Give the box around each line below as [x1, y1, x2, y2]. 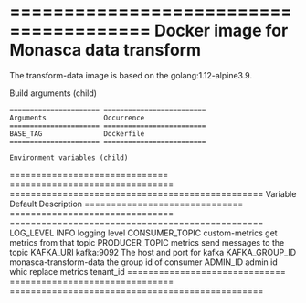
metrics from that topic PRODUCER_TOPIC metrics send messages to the [9, 236, 285, 247]
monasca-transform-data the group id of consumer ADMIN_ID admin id [9, 256, 279, 267]
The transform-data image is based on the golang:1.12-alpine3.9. [9, 69, 253, 80]
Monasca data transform [9, 40, 201, 60]
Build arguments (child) [9, 88, 98, 99]
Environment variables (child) [9, 152, 129, 162]
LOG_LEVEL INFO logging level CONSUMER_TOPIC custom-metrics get [9, 227, 278, 238]
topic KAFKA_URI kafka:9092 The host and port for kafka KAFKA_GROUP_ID [9, 246, 297, 257]
